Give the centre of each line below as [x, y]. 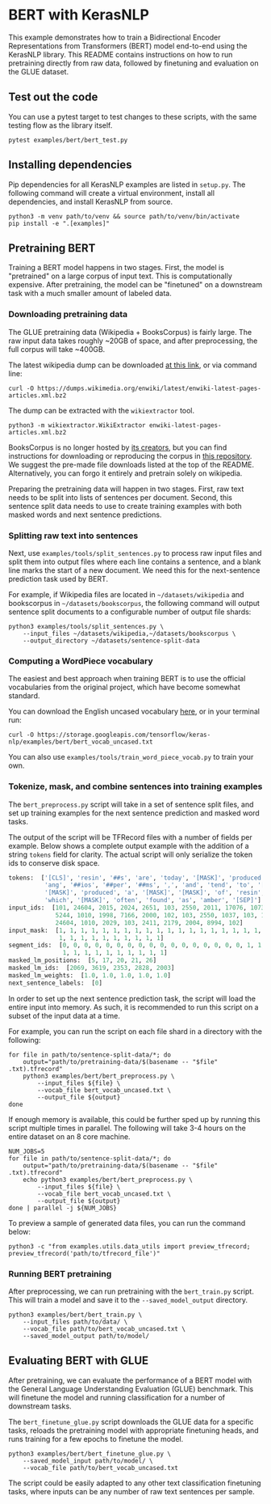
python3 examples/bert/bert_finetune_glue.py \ [90, 1454]
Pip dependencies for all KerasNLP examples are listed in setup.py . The [127, 184]
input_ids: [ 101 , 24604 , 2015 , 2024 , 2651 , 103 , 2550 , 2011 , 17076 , [128, 908]
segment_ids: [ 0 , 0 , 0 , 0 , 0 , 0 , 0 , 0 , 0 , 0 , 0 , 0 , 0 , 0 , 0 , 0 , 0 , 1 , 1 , [137, 945]
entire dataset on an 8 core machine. [69, 1136]
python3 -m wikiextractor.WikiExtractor [77, 425]
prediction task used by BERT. [58, 578]
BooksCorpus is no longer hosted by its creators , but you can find [118, 447]
